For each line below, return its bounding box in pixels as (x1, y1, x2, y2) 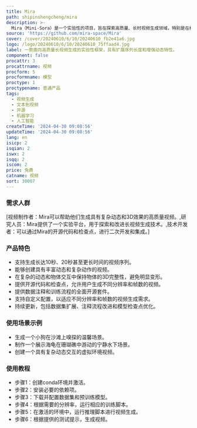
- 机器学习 (11, 112, 35, 118)
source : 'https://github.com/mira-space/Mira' (6, 31, 122, 37)
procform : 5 (6, 69, 35, 75)
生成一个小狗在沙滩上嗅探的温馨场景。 (14, 333, 107, 340)
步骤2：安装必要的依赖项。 (14, 386, 80, 393)
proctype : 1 (6, 80, 35, 86)
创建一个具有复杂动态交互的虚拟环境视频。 (14, 348, 118, 355)
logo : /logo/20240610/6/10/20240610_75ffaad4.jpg (6, 42, 130, 48)
